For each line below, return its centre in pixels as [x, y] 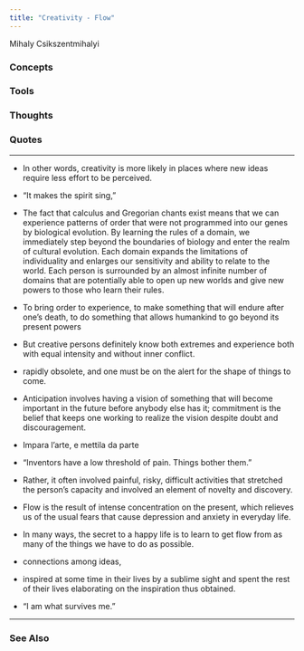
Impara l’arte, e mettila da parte [81, 445]
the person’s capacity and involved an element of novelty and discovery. [157, 489]
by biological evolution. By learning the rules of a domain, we [136, 232]
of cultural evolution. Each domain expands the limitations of [135, 251]
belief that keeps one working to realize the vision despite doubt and [150, 417]
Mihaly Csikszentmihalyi [54, 43]
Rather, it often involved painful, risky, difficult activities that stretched [152, 480]
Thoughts [31, 116]
